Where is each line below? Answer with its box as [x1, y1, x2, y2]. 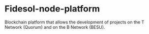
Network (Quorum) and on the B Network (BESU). [4, 24, 105, 30]
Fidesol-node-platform [4, 3, 100, 14]
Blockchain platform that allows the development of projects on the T [4, 19, 145, 25]
